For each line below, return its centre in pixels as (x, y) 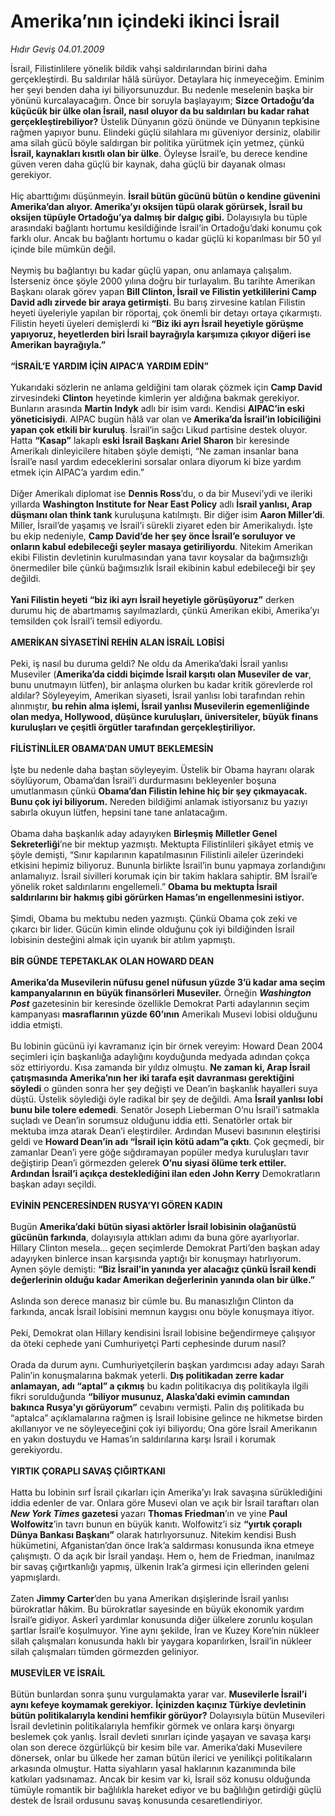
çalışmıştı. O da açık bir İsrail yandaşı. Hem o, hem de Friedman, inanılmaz (162, 1556)
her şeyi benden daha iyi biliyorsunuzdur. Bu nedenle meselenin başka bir (162, 89)
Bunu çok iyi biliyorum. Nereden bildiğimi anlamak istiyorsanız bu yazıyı (159, 801)
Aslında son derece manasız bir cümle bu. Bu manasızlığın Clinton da (152, 1301)
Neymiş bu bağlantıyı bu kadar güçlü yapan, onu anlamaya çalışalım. (151, 270)
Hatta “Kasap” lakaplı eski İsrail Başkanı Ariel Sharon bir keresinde (150, 440)
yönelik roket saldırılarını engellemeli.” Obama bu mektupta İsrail (144, 886)
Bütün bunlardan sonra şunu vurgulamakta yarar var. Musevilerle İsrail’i (158, 1694)
